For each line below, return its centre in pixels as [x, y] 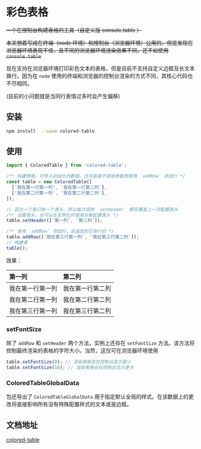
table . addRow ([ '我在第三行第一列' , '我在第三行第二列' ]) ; [73, 237]
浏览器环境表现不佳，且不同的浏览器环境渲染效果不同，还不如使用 [87, 50]
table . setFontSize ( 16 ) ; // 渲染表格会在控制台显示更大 [70, 367]
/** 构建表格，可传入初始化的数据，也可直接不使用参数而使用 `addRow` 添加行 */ [96, 176]
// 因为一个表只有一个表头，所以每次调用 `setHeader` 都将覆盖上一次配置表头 [92, 209]
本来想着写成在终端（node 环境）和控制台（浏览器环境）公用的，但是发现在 [100, 43]
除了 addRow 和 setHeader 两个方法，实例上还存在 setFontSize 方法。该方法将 [100, 343]
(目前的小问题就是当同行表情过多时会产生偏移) [63, 96]
